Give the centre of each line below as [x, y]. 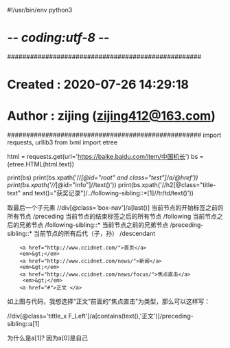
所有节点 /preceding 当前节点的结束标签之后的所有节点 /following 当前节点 [112, 217]
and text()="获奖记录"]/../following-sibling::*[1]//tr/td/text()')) [108, 193]
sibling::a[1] [23, 324]
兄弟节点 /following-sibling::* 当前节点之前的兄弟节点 [94, 225]
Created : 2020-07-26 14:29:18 [98, 85]
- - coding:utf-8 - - [58, 38]
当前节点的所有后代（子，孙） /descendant [95, 234]
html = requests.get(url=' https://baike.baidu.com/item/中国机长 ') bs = [105, 157]
